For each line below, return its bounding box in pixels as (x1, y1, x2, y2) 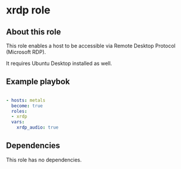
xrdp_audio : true (16, 125, 59, 130)
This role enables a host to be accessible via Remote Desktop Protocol (6, 42, 176, 49)
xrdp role (6, 4, 51, 17)
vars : (11, 119, 25, 125)
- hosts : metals (6, 97, 46, 103)
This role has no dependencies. (6, 156, 82, 163)
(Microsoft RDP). (6, 49, 46, 56)
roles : (11, 108, 27, 114)
